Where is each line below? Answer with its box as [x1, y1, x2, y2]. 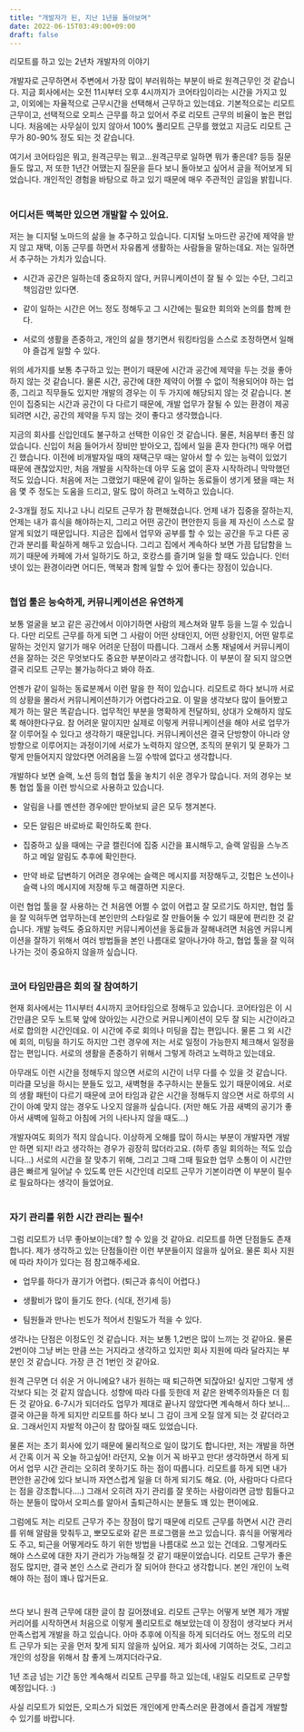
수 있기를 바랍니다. [9, 1712, 75, 1724]
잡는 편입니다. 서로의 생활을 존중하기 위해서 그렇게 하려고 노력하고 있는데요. [9, 1048, 276, 1059]
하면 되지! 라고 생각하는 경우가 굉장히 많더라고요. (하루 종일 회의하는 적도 [18, 1143, 276, 1154]
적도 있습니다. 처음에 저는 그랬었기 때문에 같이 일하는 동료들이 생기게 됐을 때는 [9, 474, 286, 485]
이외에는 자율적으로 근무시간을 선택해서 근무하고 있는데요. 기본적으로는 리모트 [21, 98, 296, 109]
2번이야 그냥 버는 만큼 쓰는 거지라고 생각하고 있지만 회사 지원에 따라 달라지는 [9, 1345, 280, 1355]
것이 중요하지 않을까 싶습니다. [33, 945, 138, 957]
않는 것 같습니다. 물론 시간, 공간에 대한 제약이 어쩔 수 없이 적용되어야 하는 [25, 376, 285, 387]
